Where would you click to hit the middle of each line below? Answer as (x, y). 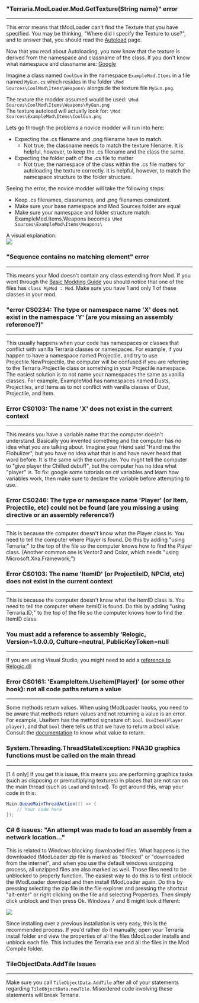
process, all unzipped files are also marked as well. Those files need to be (96, 869)
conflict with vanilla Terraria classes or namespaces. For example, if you (94, 349)
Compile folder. (25, 948)
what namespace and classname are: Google (61, 64)
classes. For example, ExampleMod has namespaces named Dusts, (88, 381)
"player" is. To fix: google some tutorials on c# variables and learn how (93, 472)
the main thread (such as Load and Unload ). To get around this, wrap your (95, 787)
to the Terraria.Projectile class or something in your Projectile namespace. (96, 368)
